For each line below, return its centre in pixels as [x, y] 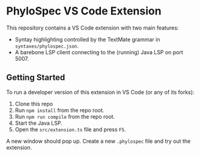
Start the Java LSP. [38, 123]
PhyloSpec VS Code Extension [84, 11]
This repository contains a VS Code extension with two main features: [92, 28]
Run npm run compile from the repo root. [65, 116]
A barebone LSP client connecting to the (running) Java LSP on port [99, 52]
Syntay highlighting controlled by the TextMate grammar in [87, 39]
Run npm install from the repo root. [59, 110]
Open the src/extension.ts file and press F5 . [70, 129]
